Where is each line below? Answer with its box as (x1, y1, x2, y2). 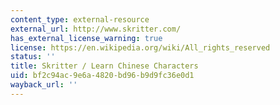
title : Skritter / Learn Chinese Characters (10, 61, 199, 71)
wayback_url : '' (10, 80, 78, 90)
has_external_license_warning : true (10, 33, 163, 43)
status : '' (10, 52, 56, 62)
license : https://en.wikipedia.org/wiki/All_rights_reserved (10, 42, 271, 53)
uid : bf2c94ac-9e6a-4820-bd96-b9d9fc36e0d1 (10, 71, 195, 81)
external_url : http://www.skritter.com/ (10, 24, 182, 34)
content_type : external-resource (10, 14, 150, 25)
